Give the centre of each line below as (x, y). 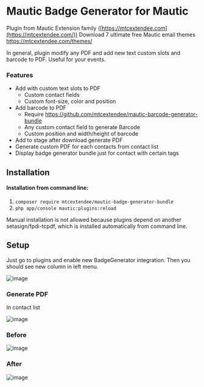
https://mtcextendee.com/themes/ (49, 41)
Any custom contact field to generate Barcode (82, 127)
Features (20, 75)
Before (16, 335)
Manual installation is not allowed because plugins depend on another (94, 219)
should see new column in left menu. (52, 266)
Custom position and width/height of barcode (81, 134)
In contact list (23, 307)
